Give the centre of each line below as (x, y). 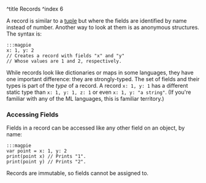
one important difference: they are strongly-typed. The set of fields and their (103, 79)
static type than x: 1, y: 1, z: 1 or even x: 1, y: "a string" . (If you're (99, 92)
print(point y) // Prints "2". (46, 162)
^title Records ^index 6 (35, 9)
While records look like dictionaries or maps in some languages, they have (100, 72)
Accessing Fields (32, 114)
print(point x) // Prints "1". (46, 157)
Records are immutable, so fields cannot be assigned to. (78, 173)
